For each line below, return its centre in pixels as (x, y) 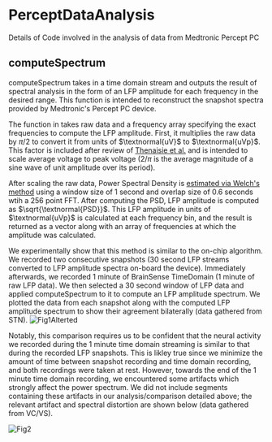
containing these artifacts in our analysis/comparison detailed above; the (130, 396)
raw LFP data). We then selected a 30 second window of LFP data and (126, 285)
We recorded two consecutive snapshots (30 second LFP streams (119, 259)
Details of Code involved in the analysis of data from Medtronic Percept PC (134, 37)
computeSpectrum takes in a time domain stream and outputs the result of (133, 82)
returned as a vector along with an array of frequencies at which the (123, 226)
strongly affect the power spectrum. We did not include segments (118, 387)
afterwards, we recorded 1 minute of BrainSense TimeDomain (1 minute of (132, 276)
